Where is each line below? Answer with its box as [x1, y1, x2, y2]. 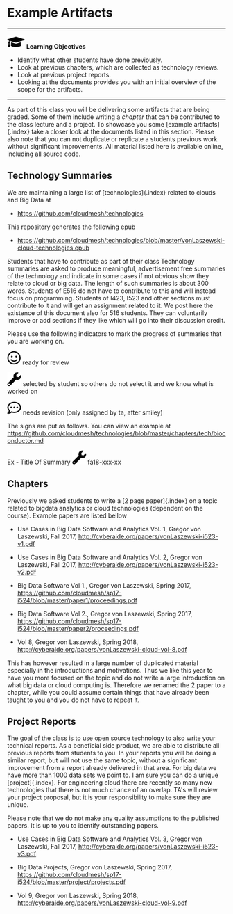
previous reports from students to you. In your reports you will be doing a [7, 749, 216, 757]
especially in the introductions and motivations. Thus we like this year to [7, 666, 214, 674]
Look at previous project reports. [17, 70, 111, 79]
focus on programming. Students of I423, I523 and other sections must [7, 294, 211, 302]
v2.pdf [17, 568, 37, 576]
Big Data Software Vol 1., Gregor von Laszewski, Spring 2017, [17, 581, 191, 589]
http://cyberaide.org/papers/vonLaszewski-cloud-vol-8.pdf [17, 645, 187, 653]
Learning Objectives [26, 42, 86, 50]
